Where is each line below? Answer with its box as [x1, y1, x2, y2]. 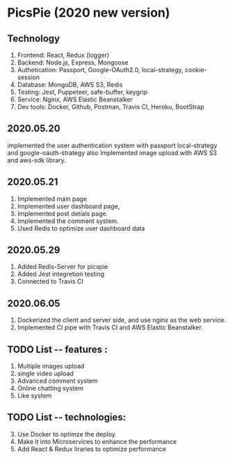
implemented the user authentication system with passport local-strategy [7, 141, 218, 149]
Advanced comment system [17, 377, 99, 385]
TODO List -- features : [7, 343, 108, 355]
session [17, 73, 40, 81]
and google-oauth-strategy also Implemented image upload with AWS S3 [7, 148, 217, 157]
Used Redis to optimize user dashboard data [17, 224, 145, 232]
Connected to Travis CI [17, 277, 83, 286]
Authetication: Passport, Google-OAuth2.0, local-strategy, [17, 66, 184, 74]
